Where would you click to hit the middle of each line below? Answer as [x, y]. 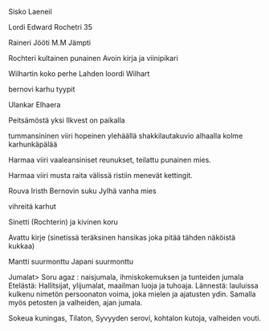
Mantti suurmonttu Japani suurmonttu [71, 261]
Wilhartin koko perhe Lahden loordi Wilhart [79, 74]
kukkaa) [22, 246]
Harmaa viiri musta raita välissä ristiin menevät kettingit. [100, 175]
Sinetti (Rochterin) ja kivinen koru [63, 222]
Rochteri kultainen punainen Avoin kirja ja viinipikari [93, 58]
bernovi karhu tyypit [42, 89]
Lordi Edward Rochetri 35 [51, 27]
